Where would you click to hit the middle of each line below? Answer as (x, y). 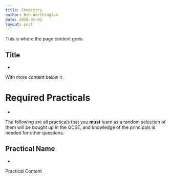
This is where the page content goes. (45, 39)
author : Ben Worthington (32, 15)
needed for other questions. (35, 133)
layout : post (19, 24)
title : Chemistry (24, 10)
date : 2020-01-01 (24, 19)
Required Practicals (48, 98)
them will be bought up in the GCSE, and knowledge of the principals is (80, 127)
